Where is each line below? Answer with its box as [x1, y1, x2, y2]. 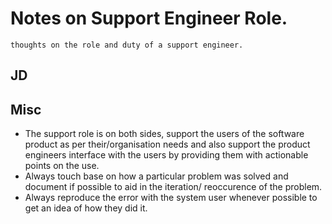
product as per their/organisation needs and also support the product [24, 138, 311, 151]
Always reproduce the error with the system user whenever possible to [24, 192, 318, 204]
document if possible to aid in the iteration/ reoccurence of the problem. [24, 181, 323, 193]
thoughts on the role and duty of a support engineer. [10, 40, 244, 50]
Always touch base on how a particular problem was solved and [24, 170, 289, 182]
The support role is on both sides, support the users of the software [24, 128, 305, 140]
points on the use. [24, 160, 100, 172]
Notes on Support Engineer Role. [10, 7, 288, 30]
